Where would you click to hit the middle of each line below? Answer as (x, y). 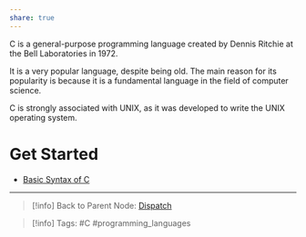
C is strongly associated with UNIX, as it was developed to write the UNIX (147, 108)
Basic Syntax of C (56, 179)
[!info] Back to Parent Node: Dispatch (102, 205)
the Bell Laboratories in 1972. (64, 53)
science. (25, 90)
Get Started (54, 154)
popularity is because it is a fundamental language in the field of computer (149, 80)
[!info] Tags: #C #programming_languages (111, 222)
